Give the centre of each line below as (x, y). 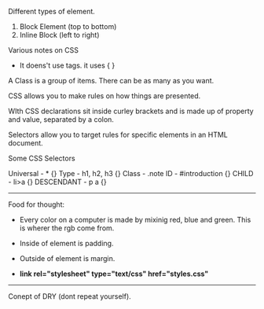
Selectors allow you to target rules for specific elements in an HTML (118, 134)
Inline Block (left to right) (59, 35)
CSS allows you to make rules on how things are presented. (104, 96)
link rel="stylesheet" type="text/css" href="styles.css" (114, 274)
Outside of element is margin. (67, 258)
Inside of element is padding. (66, 243)
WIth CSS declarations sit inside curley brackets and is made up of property (131, 111)
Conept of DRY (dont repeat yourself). (70, 296)
